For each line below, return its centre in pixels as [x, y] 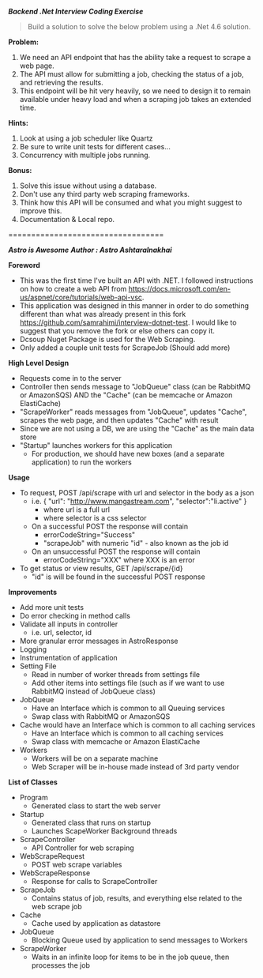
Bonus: [20, 170]
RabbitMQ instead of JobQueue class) [94, 691]
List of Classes [33, 782]
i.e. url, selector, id [62, 632]
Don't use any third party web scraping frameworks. [105, 194]
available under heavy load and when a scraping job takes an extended [135, 99]
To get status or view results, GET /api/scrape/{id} [101, 568]
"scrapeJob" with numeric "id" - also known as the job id [136, 543]
